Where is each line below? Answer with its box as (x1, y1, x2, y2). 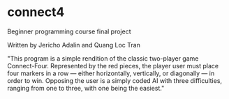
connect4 (7, 4, 65, 20)
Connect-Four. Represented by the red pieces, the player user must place (7, 61, 219, 70)
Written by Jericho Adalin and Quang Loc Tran (7, 40, 141, 49)
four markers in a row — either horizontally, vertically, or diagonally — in (7, 69, 215, 77)
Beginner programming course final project (7, 27, 131, 36)
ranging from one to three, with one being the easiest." (7, 84, 165, 92)
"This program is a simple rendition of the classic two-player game (7, 54, 199, 63)
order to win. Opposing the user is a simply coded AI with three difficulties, (7, 76, 222, 84)
